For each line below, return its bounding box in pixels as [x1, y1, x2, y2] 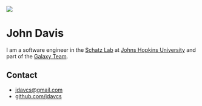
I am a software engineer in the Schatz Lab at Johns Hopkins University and [6, 46, 196, 54]
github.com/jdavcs [15, 92, 62, 99]
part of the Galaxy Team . [6, 52, 69, 60]
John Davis [6, 26, 64, 40]
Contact [6, 70, 38, 81]
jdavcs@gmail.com [15, 86, 63, 93]
